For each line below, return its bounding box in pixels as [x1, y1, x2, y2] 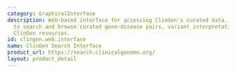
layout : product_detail [7, 56, 77, 63]
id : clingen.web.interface [7, 36, 86, 43]
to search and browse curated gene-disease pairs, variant [13, 23, 190, 30]
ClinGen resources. [13, 29, 71, 37]
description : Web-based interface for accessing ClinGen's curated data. [7, 17, 228, 24]
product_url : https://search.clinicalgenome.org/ [7, 49, 156, 56]
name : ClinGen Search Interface [7, 42, 102, 49]
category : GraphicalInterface [7, 10, 96, 17]
